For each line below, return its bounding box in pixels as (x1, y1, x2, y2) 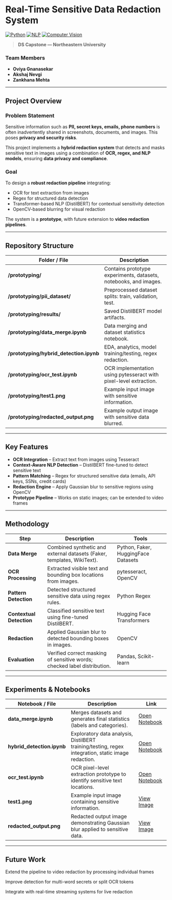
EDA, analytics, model (104, 343, 157, 351)
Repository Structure (5, 241, 74, 250)
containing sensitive (71, 798, 119, 806)
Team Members (5, 54, 45, 61)
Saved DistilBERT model (104, 308, 162, 315)
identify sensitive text (71, 777, 122, 784)
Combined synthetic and (47, 543, 106, 550)
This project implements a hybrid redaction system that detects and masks (5, 144, 165, 150)
